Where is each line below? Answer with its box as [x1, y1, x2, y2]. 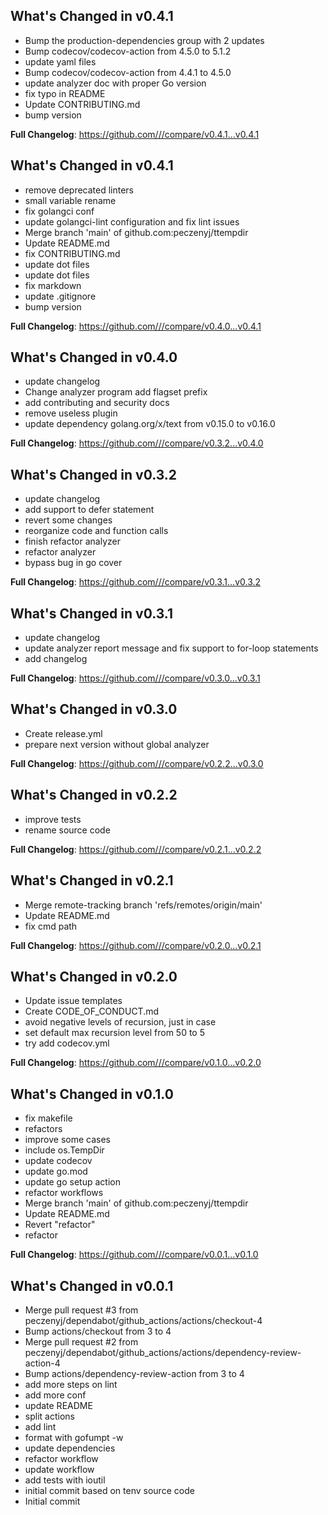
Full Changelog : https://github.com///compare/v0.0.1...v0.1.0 [10, 1249, 259, 1261]
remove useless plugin [24, 407, 118, 419]
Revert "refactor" [24, 1219, 96, 1231]
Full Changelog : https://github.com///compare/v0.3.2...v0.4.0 [10, 437, 264, 449]
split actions [24, 1410, 75, 1422]
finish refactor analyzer [24, 535, 121, 548]
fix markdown [24, 279, 82, 291]
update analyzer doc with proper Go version [24, 77, 207, 89]
